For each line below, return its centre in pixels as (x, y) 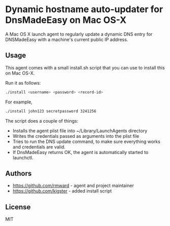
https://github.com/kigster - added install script (62, 191)
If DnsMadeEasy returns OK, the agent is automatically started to (80, 152)
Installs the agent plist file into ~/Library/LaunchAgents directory (80, 131)
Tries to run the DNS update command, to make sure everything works (87, 141)
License (18, 207)
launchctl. (23, 158)
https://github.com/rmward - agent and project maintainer (73, 185)
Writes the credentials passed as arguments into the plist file (76, 136)
